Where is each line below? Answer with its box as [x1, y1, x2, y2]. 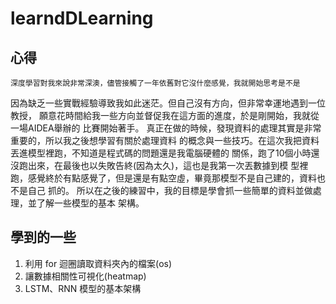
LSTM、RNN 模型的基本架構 [24, 282, 142, 294]
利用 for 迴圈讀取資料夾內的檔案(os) [24, 257, 173, 269]
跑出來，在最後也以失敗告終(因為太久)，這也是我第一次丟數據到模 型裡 [18, 160, 309, 171]
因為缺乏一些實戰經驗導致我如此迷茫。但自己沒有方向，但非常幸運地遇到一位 [10, 97, 326, 109]
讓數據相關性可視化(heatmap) [24, 270, 147, 282]
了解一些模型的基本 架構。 [36, 197, 145, 209]
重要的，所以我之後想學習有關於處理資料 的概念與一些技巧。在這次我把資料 [10, 135, 320, 146]
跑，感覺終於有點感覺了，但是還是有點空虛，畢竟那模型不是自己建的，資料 [10, 172, 317, 184]
